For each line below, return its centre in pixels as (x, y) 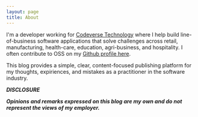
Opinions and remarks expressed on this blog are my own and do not (94, 101)
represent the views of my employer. (53, 107)
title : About (23, 17)
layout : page (23, 12)
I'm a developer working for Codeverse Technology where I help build (93, 34)
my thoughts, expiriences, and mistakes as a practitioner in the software (96, 71)
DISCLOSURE (23, 89)
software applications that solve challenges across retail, (108, 41)
